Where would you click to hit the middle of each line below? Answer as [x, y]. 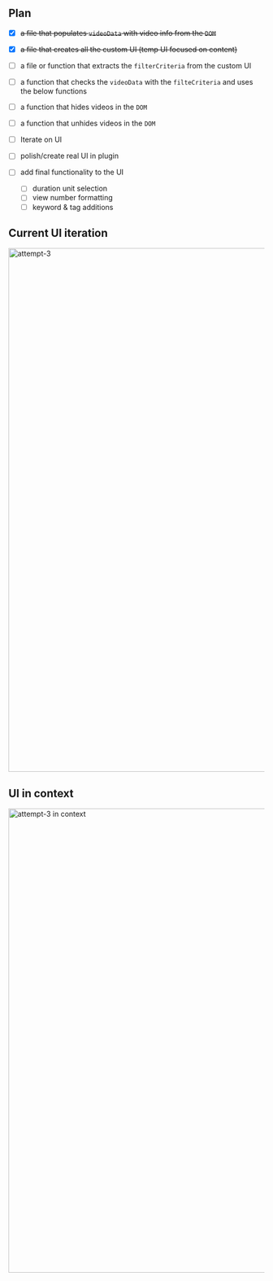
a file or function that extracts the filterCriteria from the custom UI [136, 65]
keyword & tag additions [73, 207]
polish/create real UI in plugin [69, 156]
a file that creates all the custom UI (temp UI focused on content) [129, 49]
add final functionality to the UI [72, 172]
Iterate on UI [41, 140]
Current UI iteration [58, 233]
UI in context [41, 793]
